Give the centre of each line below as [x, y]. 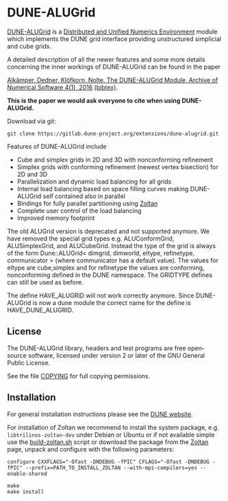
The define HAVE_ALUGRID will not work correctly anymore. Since [101, 295]
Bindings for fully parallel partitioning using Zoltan [87, 203]
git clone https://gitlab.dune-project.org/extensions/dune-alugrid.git [113, 134]
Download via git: [31, 121]
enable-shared [27, 474]
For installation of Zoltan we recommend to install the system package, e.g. [113, 427]
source [17, 355]
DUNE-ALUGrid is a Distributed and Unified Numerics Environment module [112, 32]
